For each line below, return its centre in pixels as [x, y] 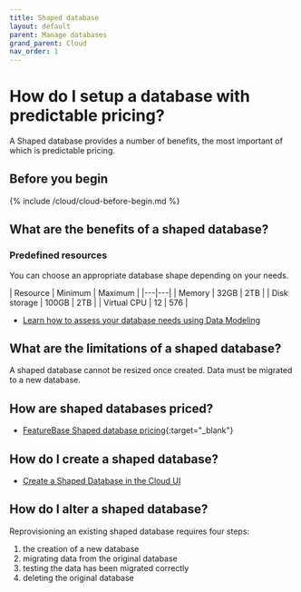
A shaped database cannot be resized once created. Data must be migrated [151, 370]
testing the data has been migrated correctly [106, 567]
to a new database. [45, 380]
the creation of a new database [81, 548]
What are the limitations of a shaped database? [146, 348]
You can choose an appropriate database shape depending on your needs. [149, 275]
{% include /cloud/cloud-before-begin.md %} [95, 201]
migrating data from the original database [100, 558]
